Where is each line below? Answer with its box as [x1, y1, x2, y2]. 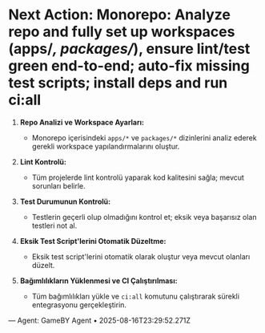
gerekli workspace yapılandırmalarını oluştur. [31, 141, 180, 151]
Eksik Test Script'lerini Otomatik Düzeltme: [19, 236, 167, 246]
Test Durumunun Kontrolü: [19, 197, 110, 206]
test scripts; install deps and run [8, 74, 228, 92]
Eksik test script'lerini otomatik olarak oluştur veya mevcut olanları [31, 251, 251, 262]
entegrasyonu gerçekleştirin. [31, 299, 126, 310]
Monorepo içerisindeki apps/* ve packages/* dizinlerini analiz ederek [31, 132, 258, 142]
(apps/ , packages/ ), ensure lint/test [8, 40, 251, 58]
